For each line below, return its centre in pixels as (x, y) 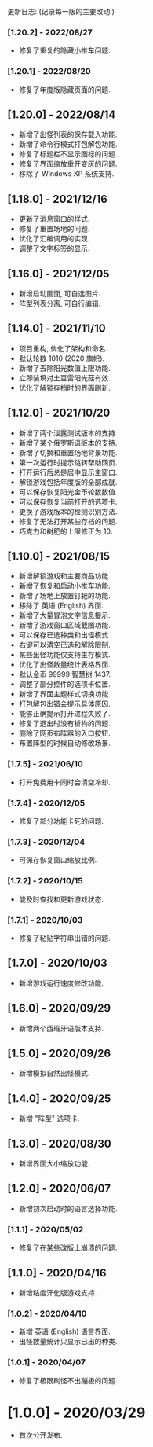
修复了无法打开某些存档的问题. (68, 521)
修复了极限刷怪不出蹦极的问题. (68, 1380)
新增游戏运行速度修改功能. (61, 983)
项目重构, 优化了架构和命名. (63, 348)
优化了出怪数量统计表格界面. (64, 665)
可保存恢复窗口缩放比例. (58, 860)
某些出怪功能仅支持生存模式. (64, 655)
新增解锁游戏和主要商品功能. (64, 576)
